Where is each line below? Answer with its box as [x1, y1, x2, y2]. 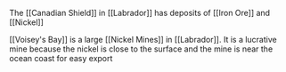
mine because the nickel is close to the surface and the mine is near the [9, 44, 274, 54]
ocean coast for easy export [9, 53, 113, 63]
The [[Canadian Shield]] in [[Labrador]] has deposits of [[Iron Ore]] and [9, 8, 270, 18]
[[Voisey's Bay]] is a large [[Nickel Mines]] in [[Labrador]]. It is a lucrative [9, 35, 278, 44]
